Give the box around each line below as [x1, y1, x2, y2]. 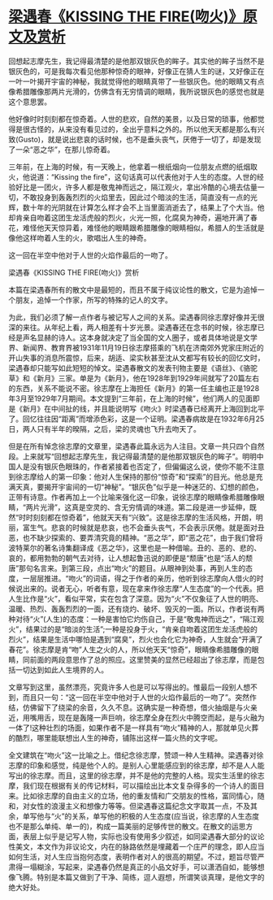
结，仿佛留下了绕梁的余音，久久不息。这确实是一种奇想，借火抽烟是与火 [8, 702, 250, 712]
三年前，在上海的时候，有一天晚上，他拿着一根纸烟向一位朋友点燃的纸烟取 [8, 162, 258, 172]
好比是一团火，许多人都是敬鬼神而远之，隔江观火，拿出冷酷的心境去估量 [15, 182, 258, 192]
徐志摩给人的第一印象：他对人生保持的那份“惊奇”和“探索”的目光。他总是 [15, 472, 256, 481]
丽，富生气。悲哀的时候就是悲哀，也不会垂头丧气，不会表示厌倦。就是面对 [8, 522, 258, 533]
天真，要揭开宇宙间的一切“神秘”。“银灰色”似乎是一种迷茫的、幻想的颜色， [15, 481, 263, 492]
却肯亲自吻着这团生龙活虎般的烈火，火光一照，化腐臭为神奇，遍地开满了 [8, 212, 250, 222]
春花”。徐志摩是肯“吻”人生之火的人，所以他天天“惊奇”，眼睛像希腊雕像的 [8, 644, 252, 654]
